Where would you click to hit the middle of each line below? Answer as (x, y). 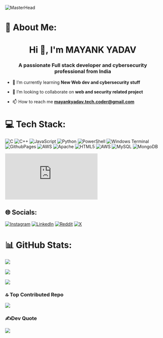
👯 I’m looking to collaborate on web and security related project (78, 92)
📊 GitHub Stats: (39, 245)
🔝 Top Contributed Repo (34, 295)
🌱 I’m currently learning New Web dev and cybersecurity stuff (76, 82)
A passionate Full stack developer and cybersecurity (83, 65)
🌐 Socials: (21, 212)
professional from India (83, 71)
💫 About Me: (31, 28)
